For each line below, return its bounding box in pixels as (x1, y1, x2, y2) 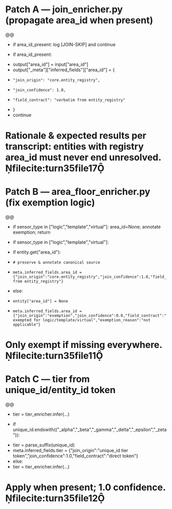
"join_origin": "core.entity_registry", (12, 77, 100, 83)
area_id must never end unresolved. (5, 152, 161, 164)
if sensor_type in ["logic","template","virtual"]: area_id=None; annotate (12, 224, 161, 230)
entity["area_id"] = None (12, 299, 68, 304)
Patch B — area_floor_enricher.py (5, 186, 150, 198)
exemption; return (12, 229, 51, 235)
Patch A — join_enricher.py (5, 4, 123, 15)
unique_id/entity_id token (5, 384, 116, 396)
